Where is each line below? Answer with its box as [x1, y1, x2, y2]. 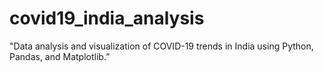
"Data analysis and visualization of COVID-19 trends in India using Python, [9, 40, 314, 52]
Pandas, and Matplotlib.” [9, 50, 111, 62]
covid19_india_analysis [9, 7, 205, 30]
